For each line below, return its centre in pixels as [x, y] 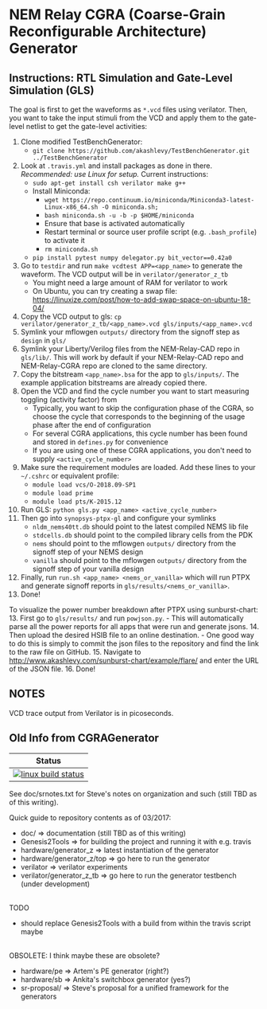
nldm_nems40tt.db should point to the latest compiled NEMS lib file [140, 526]
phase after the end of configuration [92, 425]
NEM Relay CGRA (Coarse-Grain [117, 15]
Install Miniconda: [61, 191]
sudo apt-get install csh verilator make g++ [109, 183]
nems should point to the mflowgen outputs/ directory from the [134, 544]
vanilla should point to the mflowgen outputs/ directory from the [139, 560]
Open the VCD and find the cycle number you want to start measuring [135, 391]
